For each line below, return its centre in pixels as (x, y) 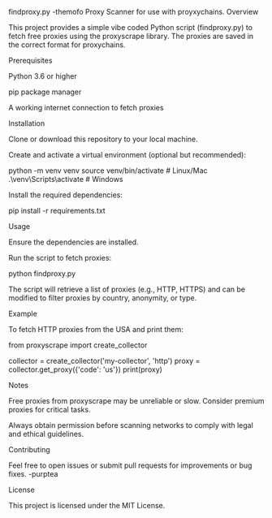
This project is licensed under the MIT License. (87, 505)
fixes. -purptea (33, 474)
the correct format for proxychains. (67, 45)
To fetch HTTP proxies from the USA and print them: (96, 329)
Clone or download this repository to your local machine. (103, 139)
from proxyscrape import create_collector (78, 345)
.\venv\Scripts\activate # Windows (66, 179)
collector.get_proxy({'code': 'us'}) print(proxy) (85, 369)
